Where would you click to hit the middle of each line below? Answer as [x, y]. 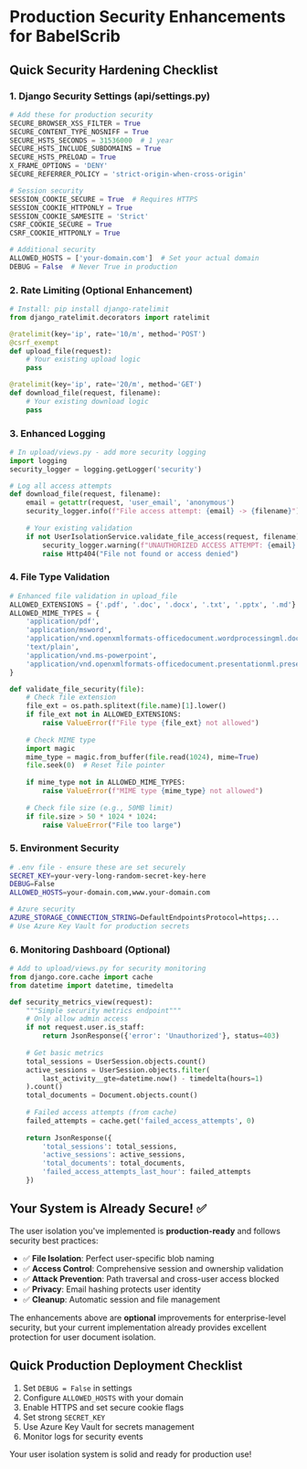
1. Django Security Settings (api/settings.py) [110, 96]
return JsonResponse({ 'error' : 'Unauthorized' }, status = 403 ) [161, 1036]
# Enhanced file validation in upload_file [94, 596]
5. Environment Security [64, 849]
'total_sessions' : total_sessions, [110, 1147]
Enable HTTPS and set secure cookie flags [103, 1407]
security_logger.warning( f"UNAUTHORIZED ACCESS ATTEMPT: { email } [169, 545]
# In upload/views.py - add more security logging [108, 452]
